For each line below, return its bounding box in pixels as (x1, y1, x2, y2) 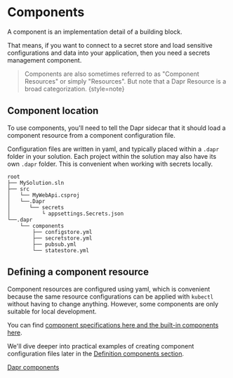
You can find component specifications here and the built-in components (7, 320, 219, 329)
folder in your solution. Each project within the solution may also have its (7, 152, 217, 160)
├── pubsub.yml (32, 240, 77, 248)
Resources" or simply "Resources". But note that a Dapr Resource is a (24, 77, 227, 85)
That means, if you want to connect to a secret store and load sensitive (7, 41, 213, 49)
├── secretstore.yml (32, 235, 93, 242)
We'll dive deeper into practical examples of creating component (7, 341, 194, 350)
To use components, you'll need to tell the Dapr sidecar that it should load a (7, 124, 226, 132)
